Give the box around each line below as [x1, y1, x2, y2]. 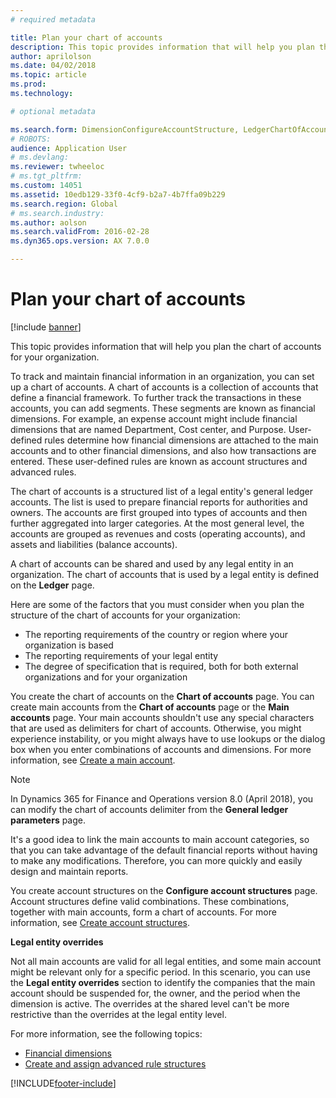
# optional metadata [10, 106, 97, 116]
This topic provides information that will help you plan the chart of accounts [10, 340, 322, 352]
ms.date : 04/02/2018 [10, 61, 97, 71]
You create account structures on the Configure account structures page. [10, 884, 318, 896]
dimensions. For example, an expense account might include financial [10, 412, 298, 425]
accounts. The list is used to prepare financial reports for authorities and [10, 496, 308, 508]
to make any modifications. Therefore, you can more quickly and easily [10, 854, 303, 866]
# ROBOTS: [10, 134, 52, 144]
